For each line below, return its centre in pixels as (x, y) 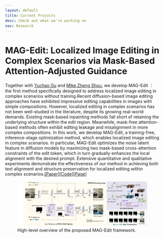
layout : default (22, 10)
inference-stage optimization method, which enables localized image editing (82, 138)
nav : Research (20, 26)
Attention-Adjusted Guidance (66, 71)
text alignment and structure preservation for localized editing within (74, 169)
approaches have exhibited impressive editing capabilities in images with (79, 101)
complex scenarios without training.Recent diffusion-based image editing (79, 96)
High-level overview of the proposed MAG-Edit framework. (77, 230)
